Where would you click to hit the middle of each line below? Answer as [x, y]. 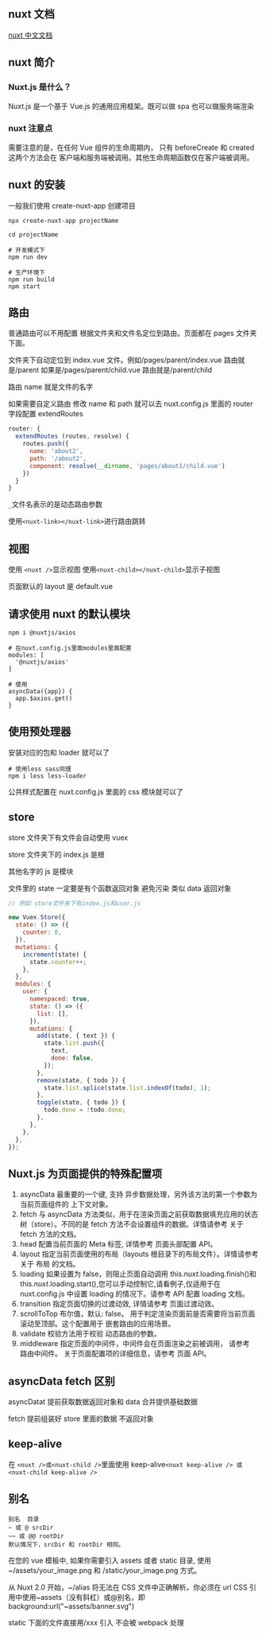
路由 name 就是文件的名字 [51, 387]
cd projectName [33, 234]
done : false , [72, 1058]
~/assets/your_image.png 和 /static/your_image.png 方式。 [105, 1570]
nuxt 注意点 [31, 128]
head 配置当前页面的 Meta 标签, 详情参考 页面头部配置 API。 [118, 1244]
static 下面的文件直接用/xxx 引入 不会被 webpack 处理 [96, 1622]
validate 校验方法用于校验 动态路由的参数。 [90, 1334]
